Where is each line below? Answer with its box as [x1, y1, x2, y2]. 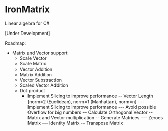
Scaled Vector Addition [19, 82, 68, 88]
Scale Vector [19, 55, 47, 61]
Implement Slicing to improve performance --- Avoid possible [27, 104, 156, 110]
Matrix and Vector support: [12, 50, 69, 56]
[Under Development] [5, 30, 50, 36]
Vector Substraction [19, 77, 62, 83]
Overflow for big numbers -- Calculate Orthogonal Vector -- [27, 109, 153, 115]
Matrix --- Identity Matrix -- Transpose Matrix [27, 120, 123, 126]
